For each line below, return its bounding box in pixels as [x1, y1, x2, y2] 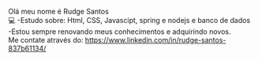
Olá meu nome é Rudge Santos [8, 7, 109, 16]
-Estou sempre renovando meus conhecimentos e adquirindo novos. [8, 27, 231, 36]
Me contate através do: [8, 36, 84, 44]
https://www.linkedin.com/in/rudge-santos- [84, 36, 226, 44]
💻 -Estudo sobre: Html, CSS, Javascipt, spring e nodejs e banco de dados [8, 16, 251, 24]
